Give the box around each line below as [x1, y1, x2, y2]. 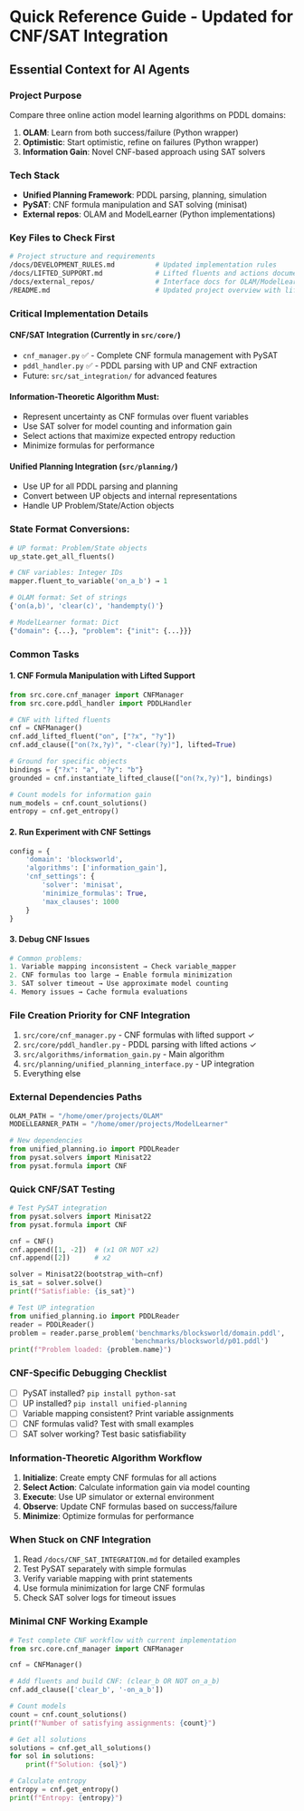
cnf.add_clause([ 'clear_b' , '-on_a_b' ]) [9, 1685, 165, 1695]
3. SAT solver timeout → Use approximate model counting [9, 979, 229, 988]
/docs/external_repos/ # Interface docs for [9, 277, 237, 287]
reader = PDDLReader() [9, 1319, 95, 1329]
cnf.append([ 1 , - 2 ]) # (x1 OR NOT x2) [9, 1245, 160, 1254]
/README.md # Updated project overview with [9, 286, 281, 295]
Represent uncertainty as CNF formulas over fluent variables [22, 411, 249, 423]
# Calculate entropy [9, 1777, 88, 1786]
